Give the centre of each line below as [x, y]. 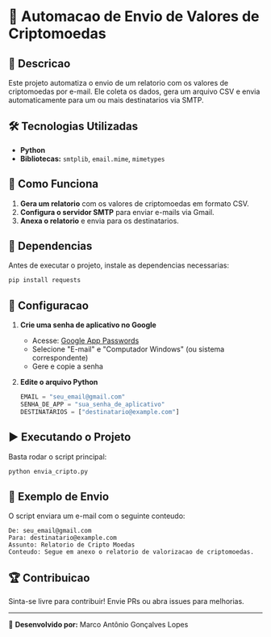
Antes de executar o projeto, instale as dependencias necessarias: [119, 265]
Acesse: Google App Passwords [85, 341]
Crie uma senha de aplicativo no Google [88, 325]
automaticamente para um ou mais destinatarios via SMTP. [106, 100]
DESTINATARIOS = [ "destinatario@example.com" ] [100, 411]
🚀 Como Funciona [54, 184]
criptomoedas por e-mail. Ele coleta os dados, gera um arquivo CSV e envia [134, 91]
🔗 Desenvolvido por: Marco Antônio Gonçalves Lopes [98, 625]
